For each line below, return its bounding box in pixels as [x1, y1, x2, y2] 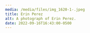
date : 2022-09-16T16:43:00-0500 [5, 20, 72, 26]
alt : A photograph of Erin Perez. [5, 16, 77, 21]
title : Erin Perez [5, 12, 43, 16]
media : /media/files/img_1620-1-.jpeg [5, 7, 85, 12]
